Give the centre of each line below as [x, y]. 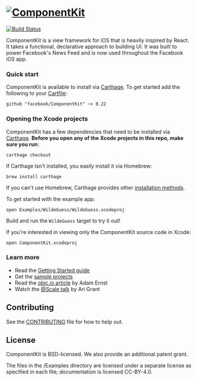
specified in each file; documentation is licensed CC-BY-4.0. [79, 372]
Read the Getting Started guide [52, 270]
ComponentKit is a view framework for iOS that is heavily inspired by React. [98, 40]
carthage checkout [29, 155]
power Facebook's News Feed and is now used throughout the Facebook [95, 52]
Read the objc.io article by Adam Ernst [61, 283]
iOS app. [17, 59]
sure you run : [23, 144]
